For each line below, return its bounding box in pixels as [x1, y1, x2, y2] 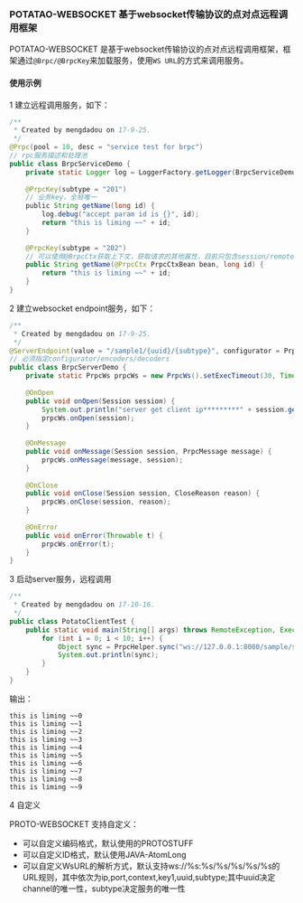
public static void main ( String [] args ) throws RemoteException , [25, 626, 277, 635]
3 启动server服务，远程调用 [9, 574, 112, 585]
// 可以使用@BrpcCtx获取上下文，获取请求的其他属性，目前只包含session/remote [25, 251, 295, 261]
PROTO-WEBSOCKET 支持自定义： [9, 818, 140, 829]
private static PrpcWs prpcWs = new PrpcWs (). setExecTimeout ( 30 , [25, 372, 277, 381]
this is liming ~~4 [9, 743, 83, 752]
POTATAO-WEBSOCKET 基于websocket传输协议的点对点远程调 [9, 7, 289, 20]
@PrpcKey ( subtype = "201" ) [25, 184, 127, 193]
